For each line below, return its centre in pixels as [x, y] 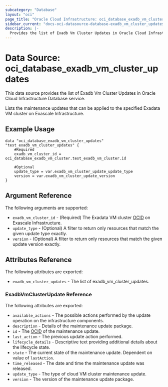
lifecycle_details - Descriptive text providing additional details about [85, 342]
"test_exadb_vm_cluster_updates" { [42, 145]
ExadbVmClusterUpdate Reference [48, 295]
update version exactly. [36, 244]
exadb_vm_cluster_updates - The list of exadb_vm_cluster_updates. [81, 282]
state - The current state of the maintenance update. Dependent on [82, 352]
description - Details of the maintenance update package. [72, 326]
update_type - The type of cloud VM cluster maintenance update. [79, 373]
